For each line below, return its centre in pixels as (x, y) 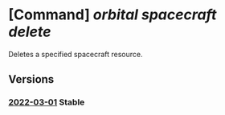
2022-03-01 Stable (47, 102)
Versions (31, 79)
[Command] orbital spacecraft (112, 15)
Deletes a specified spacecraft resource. (76, 54)
